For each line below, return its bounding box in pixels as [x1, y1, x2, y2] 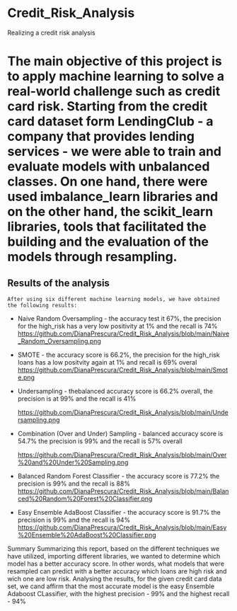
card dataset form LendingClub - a [7, 113, 214, 130]
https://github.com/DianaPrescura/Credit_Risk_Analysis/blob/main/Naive [17, 329, 230, 338]
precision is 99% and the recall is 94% [17, 515, 131, 524]
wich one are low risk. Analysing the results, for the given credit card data [7, 574, 222, 583]
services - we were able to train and [7, 144, 221, 160]
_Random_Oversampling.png [17, 336, 101, 345]
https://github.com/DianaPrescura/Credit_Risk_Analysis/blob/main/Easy [17, 523, 227, 532]
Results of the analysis [7, 277, 110, 289]
